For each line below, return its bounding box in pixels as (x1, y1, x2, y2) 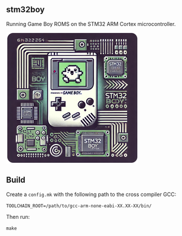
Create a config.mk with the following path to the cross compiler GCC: (6, 191, 177, 198)
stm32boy (6, 5, 45, 15)
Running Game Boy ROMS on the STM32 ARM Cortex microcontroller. (6, 20, 176, 27)
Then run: (6, 213, 30, 220)
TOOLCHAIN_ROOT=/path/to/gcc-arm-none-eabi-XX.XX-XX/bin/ (6, 203, 152, 209)
